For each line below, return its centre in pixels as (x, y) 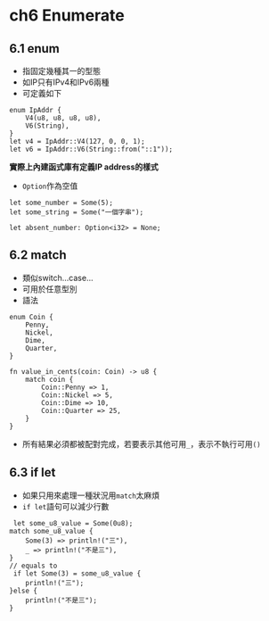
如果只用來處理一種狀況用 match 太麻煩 (91, 495)
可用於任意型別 (49, 289)
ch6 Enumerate (67, 16)
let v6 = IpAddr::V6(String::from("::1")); (91, 149)
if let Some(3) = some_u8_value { (77, 573)
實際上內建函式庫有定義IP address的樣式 (84, 167)
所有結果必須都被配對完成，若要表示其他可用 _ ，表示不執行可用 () (141, 443)
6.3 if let (33, 472)
